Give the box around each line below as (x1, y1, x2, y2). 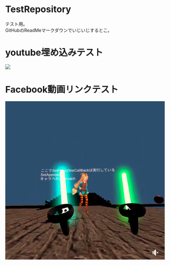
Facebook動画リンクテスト (5, 84, 119, 96)
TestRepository (5, 4, 71, 15)
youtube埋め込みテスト (5, 47, 103, 59)
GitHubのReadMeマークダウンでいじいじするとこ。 (5, 27, 112, 33)
